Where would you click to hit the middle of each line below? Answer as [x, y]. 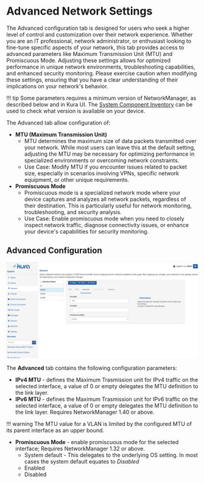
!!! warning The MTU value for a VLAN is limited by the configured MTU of [99, 423]
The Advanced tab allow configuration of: [58, 122]
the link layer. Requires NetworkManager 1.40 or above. [85, 412]
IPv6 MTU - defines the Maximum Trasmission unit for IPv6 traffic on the [106, 399]
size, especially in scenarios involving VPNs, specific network [102, 173]
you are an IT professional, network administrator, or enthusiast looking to [99, 41]
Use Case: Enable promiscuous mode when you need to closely [104, 218]
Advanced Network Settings [79, 11]
